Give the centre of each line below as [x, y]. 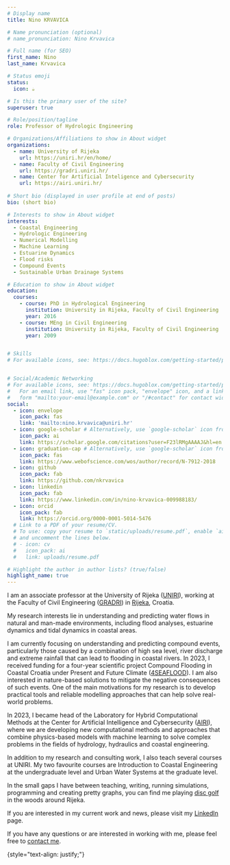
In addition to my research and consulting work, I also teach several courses [115, 757]
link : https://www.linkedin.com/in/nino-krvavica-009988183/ [108, 500]
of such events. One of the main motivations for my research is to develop [111, 687]
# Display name [29, 13]
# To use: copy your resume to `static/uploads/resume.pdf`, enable [113, 532]
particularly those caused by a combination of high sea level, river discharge [115, 651]
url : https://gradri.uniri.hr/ [64, 171]
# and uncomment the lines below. [62, 538]
